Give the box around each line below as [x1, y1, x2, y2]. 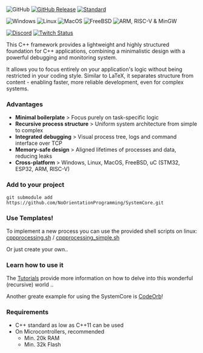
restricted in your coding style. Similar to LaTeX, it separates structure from [6, 72, 194, 79]
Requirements [6, 308, 49, 317]
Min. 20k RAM [24, 334, 60, 342]
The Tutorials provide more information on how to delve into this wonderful [6, 275, 193, 282]
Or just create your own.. [6, 246, 68, 253]
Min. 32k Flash [24, 341, 61, 348]
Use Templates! [6, 213, 53, 222]
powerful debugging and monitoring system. [6, 54, 118, 61]
